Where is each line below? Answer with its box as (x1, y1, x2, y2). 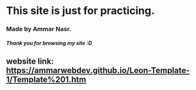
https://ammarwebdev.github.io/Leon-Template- (6, 65, 190, 75)
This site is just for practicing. (6, 4, 155, 18)
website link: (6, 57, 54, 67)
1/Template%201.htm (6, 75, 87, 85)
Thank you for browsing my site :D (6, 39, 92, 46)
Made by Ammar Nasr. (6, 25, 72, 33)
